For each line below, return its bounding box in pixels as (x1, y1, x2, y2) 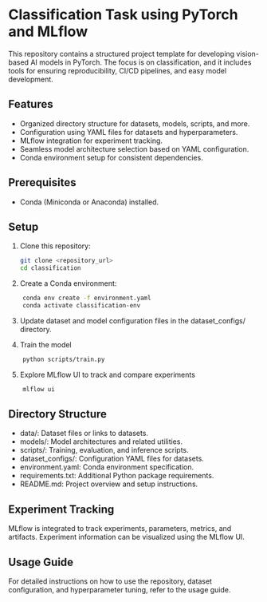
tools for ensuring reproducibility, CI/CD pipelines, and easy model (8, 65, 227, 75)
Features (8, 97, 53, 111)
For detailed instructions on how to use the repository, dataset (8, 576, 213, 586)
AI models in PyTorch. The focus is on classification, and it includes (30, 57, 252, 67)
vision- (236, 49, 259, 58)
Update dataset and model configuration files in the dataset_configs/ (19, 315, 245, 325)
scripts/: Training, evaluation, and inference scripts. (19, 446, 189, 455)
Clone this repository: (19, 241, 91, 251)
